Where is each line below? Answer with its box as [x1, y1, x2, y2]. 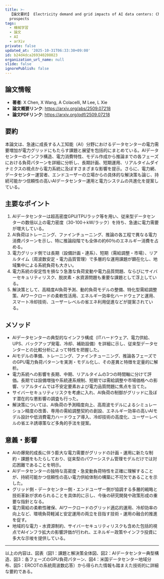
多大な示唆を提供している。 [12, 536, 68, 541]
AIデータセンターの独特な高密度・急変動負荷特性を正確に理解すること [12, 468, 154, 474]
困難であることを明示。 [16, 462, 64, 468]
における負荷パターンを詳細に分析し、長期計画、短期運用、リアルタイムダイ [5, 159, 159, 165]
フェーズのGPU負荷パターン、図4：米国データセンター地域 [29, 557, 147, 562]
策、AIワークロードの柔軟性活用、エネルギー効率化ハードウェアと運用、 [12, 293, 158, 299]
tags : [5, 21, 16, 26]
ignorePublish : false [5, 66, 49, 71]
